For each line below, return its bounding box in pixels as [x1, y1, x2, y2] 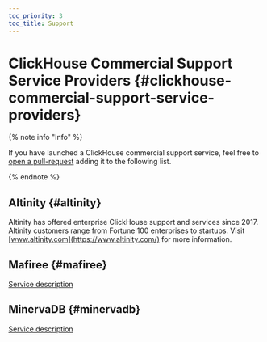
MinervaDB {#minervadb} [8, 302, 141, 316]
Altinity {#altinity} [8, 196, 102, 209]
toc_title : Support [8, 19, 74, 27]
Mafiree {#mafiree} [8, 258, 107, 272]
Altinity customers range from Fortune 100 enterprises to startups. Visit [8, 226, 245, 235]
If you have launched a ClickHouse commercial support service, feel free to [8, 148, 260, 158]
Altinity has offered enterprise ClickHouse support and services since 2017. [8, 217, 259, 227]
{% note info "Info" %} [8, 133, 83, 142]
